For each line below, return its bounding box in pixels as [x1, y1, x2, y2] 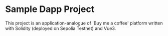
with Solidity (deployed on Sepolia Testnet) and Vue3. [5, 25, 116, 31]
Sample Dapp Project [5, 3, 95, 15]
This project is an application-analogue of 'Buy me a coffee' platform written [5, 20, 163, 26]
